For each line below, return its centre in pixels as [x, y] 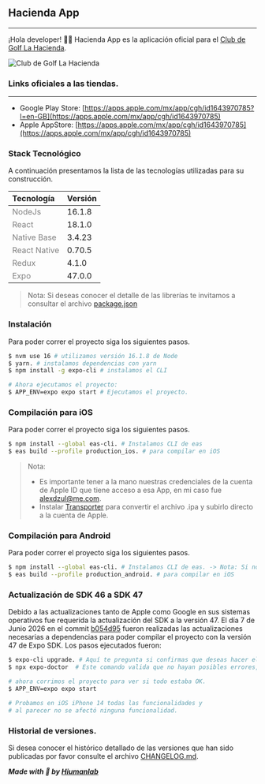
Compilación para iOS [50, 412]
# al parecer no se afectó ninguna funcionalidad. [93, 710]
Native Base [34, 237]
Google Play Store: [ [52, 108]
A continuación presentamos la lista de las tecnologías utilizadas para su [126, 171]
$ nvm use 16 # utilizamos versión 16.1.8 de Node [93, 356]
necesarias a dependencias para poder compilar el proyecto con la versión [130, 637]
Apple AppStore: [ [49, 125]
